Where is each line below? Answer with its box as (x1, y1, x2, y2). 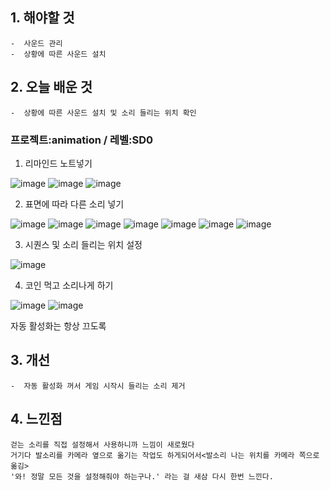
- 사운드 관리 (10, 38, 63, 48)
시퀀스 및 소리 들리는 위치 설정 (24, 238, 143, 250)
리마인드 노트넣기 (24, 157, 93, 169)
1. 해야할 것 (10, 9, 75, 27)
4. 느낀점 (10, 411, 63, 428)
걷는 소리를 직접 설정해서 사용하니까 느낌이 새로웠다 (10, 439, 195, 450)
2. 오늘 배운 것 (10, 79, 93, 96)
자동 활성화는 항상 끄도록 (10, 319, 107, 332)
